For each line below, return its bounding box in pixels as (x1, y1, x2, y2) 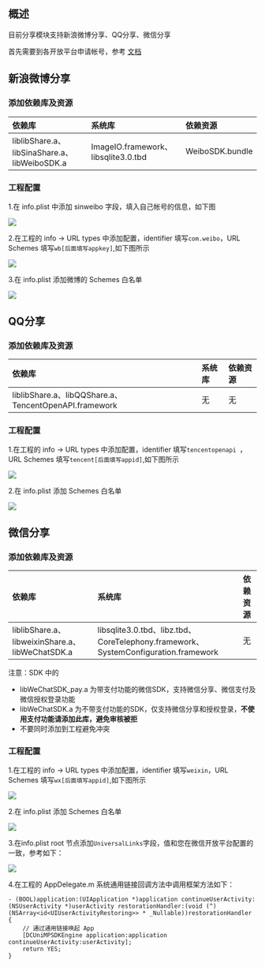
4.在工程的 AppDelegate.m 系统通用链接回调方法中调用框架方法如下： (8, 880, 235, 889)
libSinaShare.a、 (12, 147, 73, 158)
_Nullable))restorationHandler (149, 909, 252, 917)
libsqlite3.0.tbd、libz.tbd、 (97, 625, 196, 636)
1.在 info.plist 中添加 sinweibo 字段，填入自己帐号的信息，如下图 (8, 202, 216, 211)
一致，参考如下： (8, 848, 64, 857)
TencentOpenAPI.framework (12, 400, 118, 411)
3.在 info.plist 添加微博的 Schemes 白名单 (8, 274, 143, 284)
